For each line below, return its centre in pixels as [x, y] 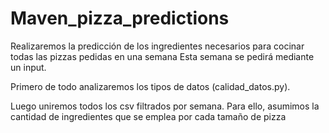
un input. [28, 67]
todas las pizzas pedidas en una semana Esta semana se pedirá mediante [162, 56]
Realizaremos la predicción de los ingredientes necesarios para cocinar [157, 46]
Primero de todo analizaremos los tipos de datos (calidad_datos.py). [150, 86]
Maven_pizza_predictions [120, 18]
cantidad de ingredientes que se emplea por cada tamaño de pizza [148, 116]
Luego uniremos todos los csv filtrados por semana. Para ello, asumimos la [165, 106]
